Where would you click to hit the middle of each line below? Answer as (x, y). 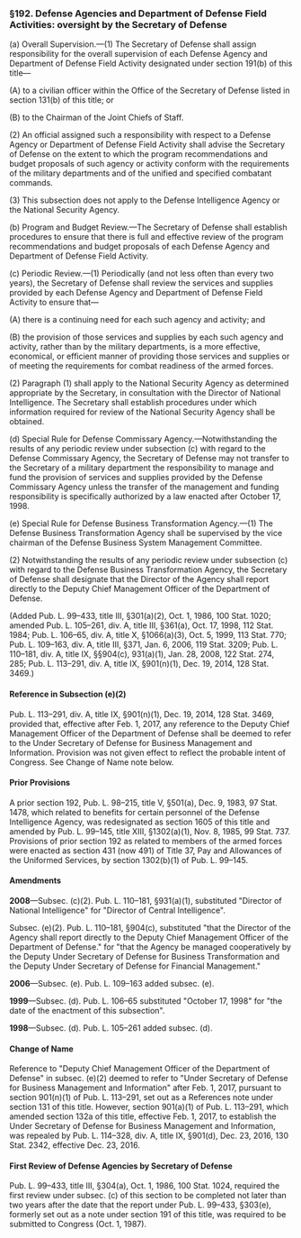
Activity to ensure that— (54, 302)
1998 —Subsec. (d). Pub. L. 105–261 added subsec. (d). (111, 1028)
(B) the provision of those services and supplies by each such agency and (146, 337)
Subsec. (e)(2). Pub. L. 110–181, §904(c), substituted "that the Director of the (150, 927)
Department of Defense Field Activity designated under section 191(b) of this (151, 64)
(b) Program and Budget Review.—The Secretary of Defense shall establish (148, 227)
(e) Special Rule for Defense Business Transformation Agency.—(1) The (142, 523)
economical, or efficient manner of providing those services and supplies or (150, 356)
